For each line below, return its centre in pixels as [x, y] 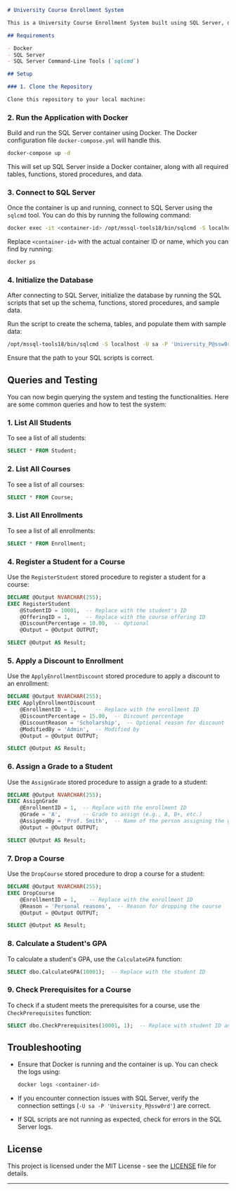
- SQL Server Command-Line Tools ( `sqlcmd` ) [73, 61]
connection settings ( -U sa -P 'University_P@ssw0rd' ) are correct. [114, 1106]
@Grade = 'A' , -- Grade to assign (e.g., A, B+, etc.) [111, 815]
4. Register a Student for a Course [66, 561]
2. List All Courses [39, 469]
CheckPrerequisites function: [50, 1012]
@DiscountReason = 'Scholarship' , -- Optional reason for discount [122, 723]
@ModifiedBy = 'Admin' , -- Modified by [80, 729]
